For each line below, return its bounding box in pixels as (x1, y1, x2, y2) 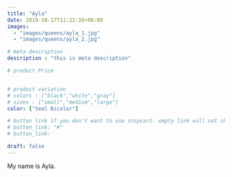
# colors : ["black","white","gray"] (7, 92, 116, 99)
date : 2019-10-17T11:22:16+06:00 (7, 17, 104, 24)
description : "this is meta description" (7, 55, 131, 62)
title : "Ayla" (7, 10, 48, 17)
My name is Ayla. (7, 162, 56, 170)
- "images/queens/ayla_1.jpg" (13, 29, 100, 37)
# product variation (7, 86, 67, 93)
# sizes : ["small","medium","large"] (7, 98, 119, 106)
